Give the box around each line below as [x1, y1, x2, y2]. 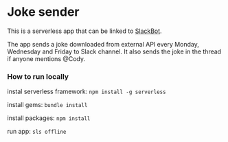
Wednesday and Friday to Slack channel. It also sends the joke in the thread [7, 47, 222, 56]
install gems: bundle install [7, 101, 88, 109]
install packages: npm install [7, 114, 91, 122]
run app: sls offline [7, 128, 67, 136]
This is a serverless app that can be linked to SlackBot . [7, 27, 163, 35]
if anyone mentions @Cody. [7, 54, 86, 62]
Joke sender [7, 4, 80, 20]
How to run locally [7, 71, 69, 81]
